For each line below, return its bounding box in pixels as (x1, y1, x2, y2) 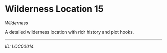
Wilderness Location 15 (5, 3, 104, 15)
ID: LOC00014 (5, 43, 34, 49)
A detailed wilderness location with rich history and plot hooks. (5, 29, 134, 35)
